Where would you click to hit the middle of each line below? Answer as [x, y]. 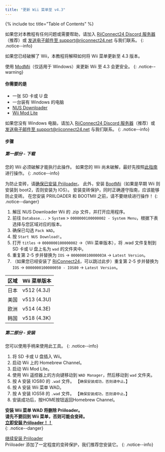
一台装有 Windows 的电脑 [38, 102]
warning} [14, 72]
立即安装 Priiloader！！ [29, 423]
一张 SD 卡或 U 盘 [30, 96]
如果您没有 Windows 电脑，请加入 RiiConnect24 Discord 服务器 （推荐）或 [80, 123]
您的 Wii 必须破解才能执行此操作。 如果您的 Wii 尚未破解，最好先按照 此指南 [81, 167]
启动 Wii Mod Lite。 [32, 369]
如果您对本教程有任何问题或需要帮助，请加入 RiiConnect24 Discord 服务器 [80, 34]
